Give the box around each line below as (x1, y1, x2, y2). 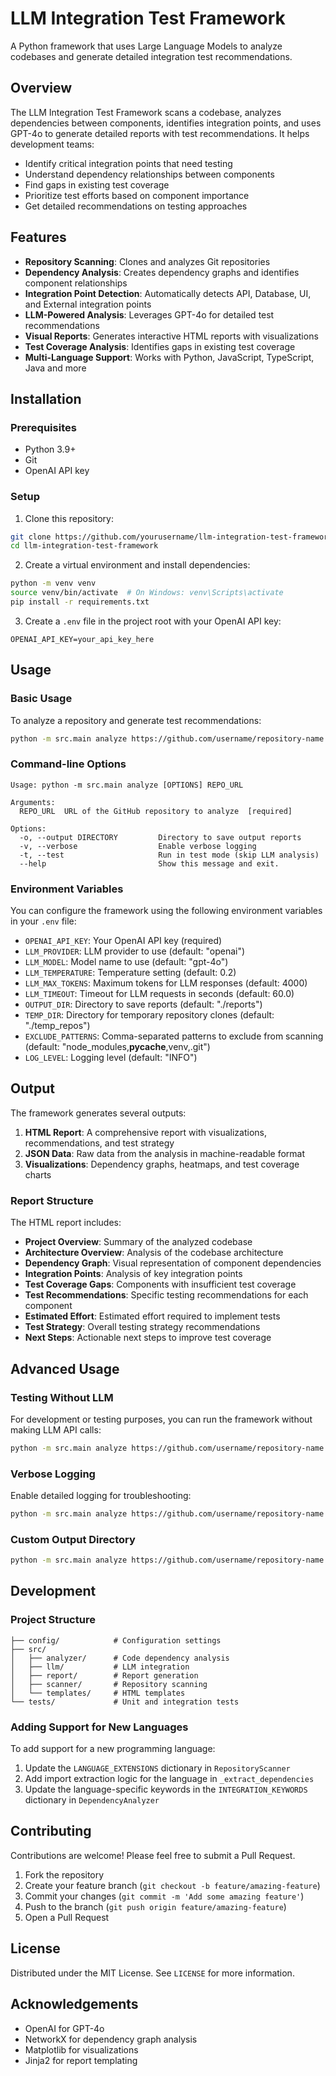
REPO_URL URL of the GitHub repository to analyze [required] (19, 806, 293, 816)
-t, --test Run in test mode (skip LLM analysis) (19, 850, 320, 860)
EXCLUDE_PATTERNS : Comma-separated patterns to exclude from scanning (24, 1030, 324, 1042)
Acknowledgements (10, 1996, 139, 2013)
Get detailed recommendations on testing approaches (24, 200, 248, 212)
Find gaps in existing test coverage (24, 178, 170, 191)
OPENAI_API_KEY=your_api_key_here (10, 634, 155, 644)
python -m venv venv (10, 578, 97, 589)
